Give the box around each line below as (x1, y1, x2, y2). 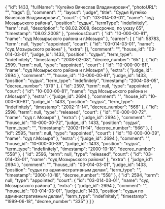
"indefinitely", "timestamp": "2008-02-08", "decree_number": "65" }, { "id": (5, 57, 159, 62)
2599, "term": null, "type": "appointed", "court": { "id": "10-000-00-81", (5, 62, 149, 68)
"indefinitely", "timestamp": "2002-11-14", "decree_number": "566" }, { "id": (5, 104, 159, 110)
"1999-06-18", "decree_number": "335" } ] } (5, 199, 95, 204)
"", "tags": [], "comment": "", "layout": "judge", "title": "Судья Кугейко (5, 9, 147, 15)
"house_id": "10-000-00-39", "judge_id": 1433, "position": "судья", (5, 141, 141, 146)
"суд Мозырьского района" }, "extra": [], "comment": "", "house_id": (5, 46, 146, 52)
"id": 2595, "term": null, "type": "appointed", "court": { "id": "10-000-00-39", (5, 130, 160, 136)
